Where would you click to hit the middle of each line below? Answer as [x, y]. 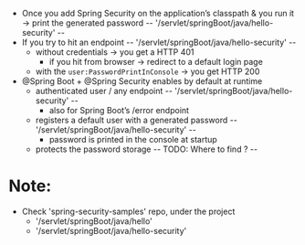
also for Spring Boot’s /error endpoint [119, 110]
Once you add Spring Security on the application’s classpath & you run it [158, 13]
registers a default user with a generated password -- [137, 120]
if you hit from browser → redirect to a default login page [156, 62]
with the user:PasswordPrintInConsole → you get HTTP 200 [147, 71]
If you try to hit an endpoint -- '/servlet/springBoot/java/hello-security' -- [159, 42]
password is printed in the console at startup [133, 139]
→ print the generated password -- [88, 23]
